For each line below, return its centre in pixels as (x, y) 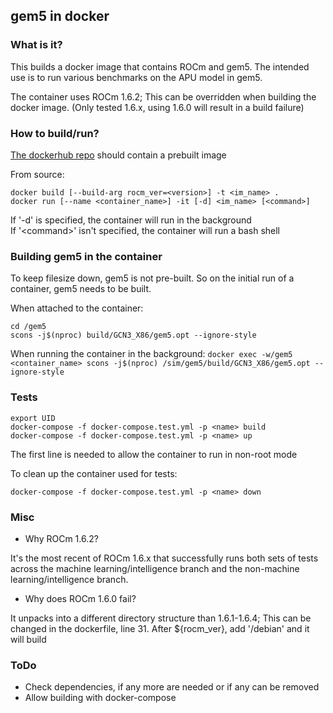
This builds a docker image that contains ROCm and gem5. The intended (160, 66)
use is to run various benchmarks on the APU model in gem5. (136, 77)
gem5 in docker (60, 16)
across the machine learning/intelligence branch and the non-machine (155, 568)
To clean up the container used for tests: (94, 473)
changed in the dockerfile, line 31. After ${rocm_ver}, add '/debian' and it (160, 628)
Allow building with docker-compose (100, 698)
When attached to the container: (77, 308)
